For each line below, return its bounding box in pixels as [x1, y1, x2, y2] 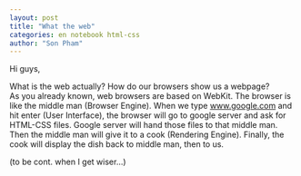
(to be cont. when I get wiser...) [9, 156, 126, 168]
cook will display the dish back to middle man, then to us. [9, 139, 225, 150]
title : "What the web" [9, 22, 95, 31]
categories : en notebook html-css [9, 30, 141, 39]
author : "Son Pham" [9, 38, 84, 48]
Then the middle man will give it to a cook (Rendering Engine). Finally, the [9, 129, 285, 141]
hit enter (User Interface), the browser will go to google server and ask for [9, 110, 286, 121]
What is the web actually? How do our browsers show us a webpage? [9, 81, 270, 92]
